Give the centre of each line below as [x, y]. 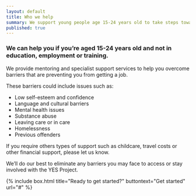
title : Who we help [30, 17]
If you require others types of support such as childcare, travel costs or [92, 146]
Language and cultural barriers [52, 104]
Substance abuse [36, 116]
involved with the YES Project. [42, 170]
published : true [26, 28]
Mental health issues [39, 109]
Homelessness [32, 128]
